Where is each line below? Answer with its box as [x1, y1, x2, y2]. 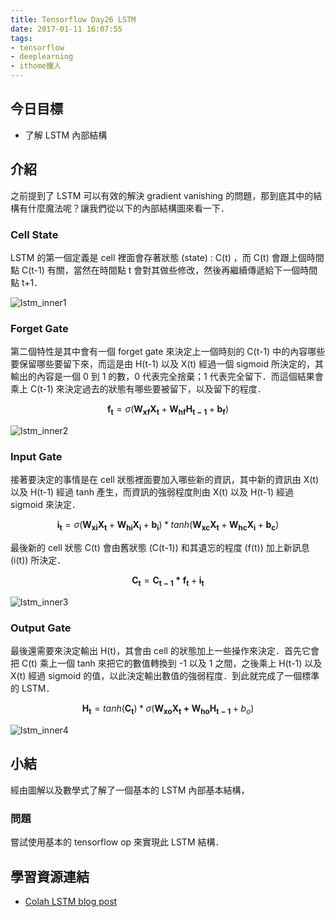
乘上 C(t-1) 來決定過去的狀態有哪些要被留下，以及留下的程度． [10, 383, 267, 395]
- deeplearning [10, 52, 74, 62]
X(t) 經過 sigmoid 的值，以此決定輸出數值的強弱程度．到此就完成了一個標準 [10, 670, 320, 682]
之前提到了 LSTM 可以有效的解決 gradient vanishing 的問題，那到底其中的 [10, 189, 314, 201]
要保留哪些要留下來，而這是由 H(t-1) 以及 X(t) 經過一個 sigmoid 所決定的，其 [10, 358, 325, 370]
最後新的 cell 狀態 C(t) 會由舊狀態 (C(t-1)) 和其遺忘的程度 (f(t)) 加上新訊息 [10, 542, 310, 554]
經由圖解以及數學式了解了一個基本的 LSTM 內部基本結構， [10, 784, 250, 796]
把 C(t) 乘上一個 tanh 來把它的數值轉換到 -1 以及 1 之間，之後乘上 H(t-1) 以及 [10, 657, 323, 670]
